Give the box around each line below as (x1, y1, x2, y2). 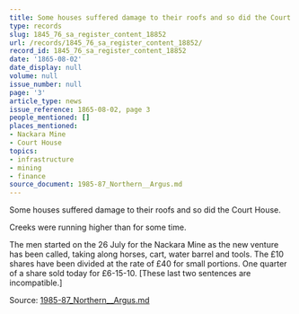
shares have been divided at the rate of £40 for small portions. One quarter (9, 258, 287, 269)
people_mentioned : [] (9, 113, 91, 122)
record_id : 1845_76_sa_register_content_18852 (9, 47, 187, 56)
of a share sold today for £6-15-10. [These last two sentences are (9, 268, 251, 279)
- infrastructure (9, 154, 75, 164)
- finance (9, 171, 47, 180)
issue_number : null (9, 80, 83, 89)
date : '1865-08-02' (9, 55, 83, 64)
